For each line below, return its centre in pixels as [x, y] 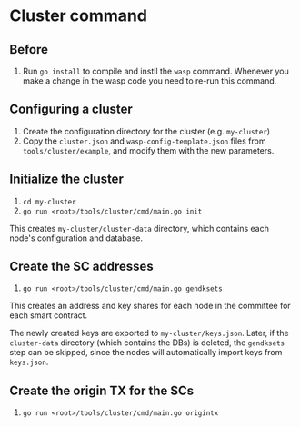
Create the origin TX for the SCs [102, 390]
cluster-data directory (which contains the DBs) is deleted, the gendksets [147, 343]
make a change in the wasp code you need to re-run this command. [150, 81]
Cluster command [79, 16]
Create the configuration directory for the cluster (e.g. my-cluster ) [146, 131]
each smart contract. [49, 315]
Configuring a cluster [71, 109]
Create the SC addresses [82, 267]
